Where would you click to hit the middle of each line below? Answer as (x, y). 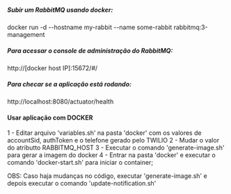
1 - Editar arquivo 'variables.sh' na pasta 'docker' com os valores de (104, 133)
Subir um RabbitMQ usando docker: (60, 10)
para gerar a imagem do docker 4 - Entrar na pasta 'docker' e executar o (111, 155)
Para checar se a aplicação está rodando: (70, 84)
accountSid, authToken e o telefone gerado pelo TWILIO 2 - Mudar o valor (113, 140)
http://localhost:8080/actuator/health (61, 102)
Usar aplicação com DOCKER (50, 118)
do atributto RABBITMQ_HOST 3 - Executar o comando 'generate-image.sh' (116, 148)
